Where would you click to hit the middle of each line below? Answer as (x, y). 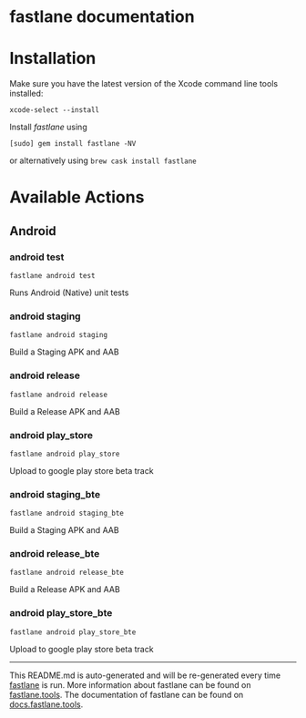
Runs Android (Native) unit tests (69, 292)
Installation (53, 59)
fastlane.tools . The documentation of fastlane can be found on (127, 694)
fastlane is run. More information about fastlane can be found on (130, 684)
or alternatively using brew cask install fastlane (103, 160)
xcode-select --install (55, 110)
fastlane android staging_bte (67, 513)
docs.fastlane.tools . (46, 704)
